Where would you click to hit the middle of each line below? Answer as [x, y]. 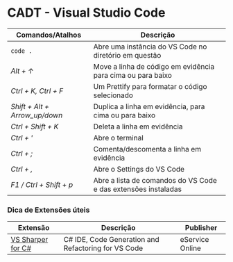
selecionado [113, 95]
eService [195, 240]
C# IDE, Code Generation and [111, 240]
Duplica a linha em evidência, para [149, 106]
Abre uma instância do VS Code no [150, 47]
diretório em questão [127, 55]
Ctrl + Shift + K [35, 126]
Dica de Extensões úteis [49, 210]
